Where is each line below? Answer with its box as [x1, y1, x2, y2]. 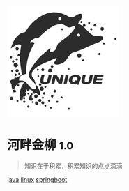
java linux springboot [7, 175, 68, 183]
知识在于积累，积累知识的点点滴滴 [24, 161, 123, 169]
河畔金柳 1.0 [7, 137, 74, 153]
